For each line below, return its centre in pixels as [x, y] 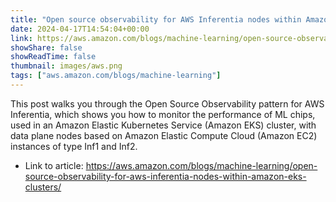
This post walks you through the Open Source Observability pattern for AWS [167, 103]
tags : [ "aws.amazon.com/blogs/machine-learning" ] [116, 76]
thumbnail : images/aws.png [66, 66]
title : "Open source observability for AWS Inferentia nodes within [156, 19]
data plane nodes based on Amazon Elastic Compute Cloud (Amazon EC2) [164, 135]
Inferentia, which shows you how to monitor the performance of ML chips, [163, 114]
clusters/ [43, 187]
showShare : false [46, 47]
